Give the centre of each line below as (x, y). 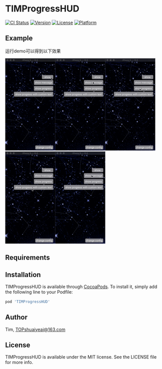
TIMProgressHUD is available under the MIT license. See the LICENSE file (81, 357)
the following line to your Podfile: (39, 292)
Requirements (27, 258)
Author (16, 317)
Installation (23, 275)
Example (19, 38)
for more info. (19, 362)
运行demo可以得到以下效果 (33, 51)
